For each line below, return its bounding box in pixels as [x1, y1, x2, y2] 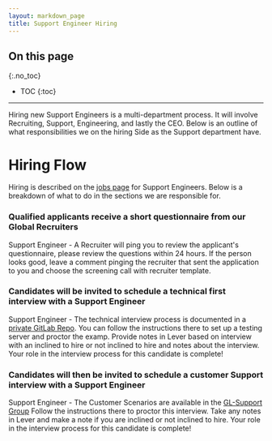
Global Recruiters [8, 221, 79, 233]
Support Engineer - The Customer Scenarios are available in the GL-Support [8, 398, 263, 408]
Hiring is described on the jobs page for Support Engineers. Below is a [8, 182, 243, 192]
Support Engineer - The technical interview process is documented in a [8, 314, 247, 324]
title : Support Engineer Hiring [8, 19, 117, 28]
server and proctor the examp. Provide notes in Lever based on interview [8, 332, 253, 341]
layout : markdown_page [8, 11, 85, 20]
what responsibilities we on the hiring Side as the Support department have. [8, 127, 261, 137]
